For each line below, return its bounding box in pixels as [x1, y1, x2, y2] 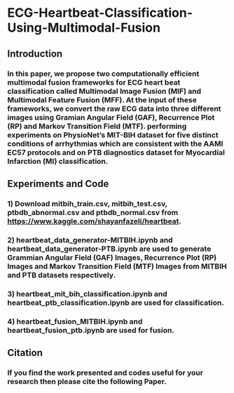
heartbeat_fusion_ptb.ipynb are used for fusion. [7, 325, 175, 335]
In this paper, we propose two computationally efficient [7, 69, 200, 78]
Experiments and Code [7, 177, 109, 190]
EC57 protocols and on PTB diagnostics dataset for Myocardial [7, 147, 226, 157]
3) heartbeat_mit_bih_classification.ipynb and [7, 289, 168, 298]
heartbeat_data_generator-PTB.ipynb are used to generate [7, 244, 212, 254]
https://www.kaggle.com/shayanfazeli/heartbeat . [7, 216, 182, 226]
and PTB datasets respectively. [7, 270, 116, 280]
